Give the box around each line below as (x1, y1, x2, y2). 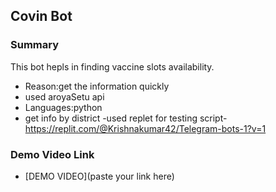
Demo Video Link (10, 147, 95, 161)
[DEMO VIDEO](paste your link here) (24, 170, 175, 182)
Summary (10, 38, 60, 52)
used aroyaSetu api (24, 90, 105, 103)
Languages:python (24, 101, 103, 113)
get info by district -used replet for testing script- (24, 112, 228, 124)
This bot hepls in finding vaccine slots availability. (10, 60, 215, 73)
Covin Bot (10, 8, 73, 25)
